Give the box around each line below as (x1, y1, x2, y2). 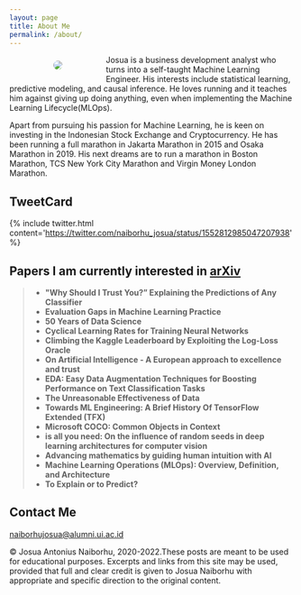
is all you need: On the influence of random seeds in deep (44, 431, 265, 442)
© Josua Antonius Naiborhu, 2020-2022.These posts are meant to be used (9, 546, 289, 557)
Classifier (44, 297, 83, 307)
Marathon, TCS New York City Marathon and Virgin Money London (9, 159, 257, 169)
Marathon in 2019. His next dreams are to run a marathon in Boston (9, 149, 259, 160)
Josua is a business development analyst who (105, 55, 277, 66)
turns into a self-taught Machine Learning (105, 64, 260, 75)
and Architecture (44, 470, 111, 480)
